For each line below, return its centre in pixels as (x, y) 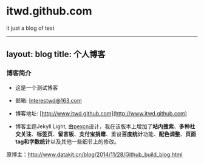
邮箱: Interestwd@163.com (48, 100)
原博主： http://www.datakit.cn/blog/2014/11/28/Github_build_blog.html (95, 154)
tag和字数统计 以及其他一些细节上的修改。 (67, 142)
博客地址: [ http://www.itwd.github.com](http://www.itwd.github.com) (101, 113)
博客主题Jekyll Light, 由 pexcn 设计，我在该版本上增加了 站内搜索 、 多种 (102, 126)
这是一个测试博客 (36, 87)
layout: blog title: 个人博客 (56, 54)
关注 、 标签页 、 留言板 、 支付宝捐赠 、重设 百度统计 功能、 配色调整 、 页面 (108, 134)
